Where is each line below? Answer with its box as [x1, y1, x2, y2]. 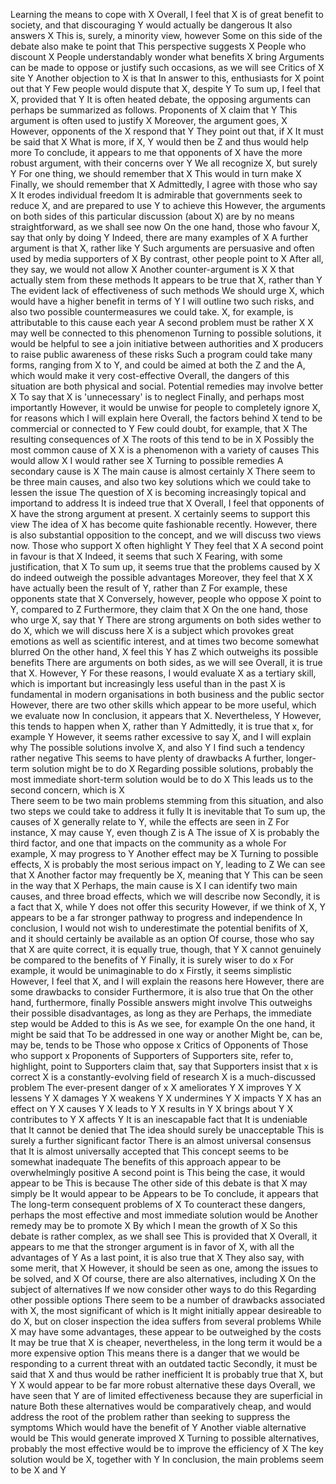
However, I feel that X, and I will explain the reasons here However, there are [10, 975, 325, 987]
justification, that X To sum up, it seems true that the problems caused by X [10, 561, 321, 573]
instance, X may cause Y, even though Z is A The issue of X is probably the [10, 827, 320, 838]
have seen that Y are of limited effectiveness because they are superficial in [10, 1390, 323, 1401]
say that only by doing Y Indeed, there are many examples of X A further [10, 232, 309, 243]
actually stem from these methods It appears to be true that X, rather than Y [10, 274, 323, 286]
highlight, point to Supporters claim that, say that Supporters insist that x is [10, 1060, 318, 1072]
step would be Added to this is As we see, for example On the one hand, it [10, 1018, 316, 1029]
